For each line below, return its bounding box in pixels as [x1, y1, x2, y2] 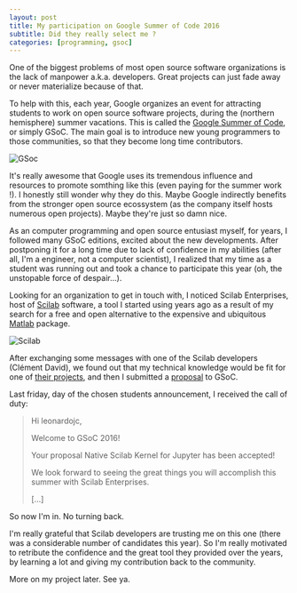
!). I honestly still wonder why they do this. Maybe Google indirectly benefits [9, 189, 286, 200]
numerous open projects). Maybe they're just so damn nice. [9, 208, 228, 219]
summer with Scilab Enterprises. [30, 477, 150, 487]
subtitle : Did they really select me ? [9, 29, 157, 38]
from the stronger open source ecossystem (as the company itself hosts [9, 199, 273, 210]
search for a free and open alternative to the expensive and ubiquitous [9, 309, 267, 320]
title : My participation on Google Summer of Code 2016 [9, 21, 220, 30]
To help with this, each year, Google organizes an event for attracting [9, 99, 262, 109]
